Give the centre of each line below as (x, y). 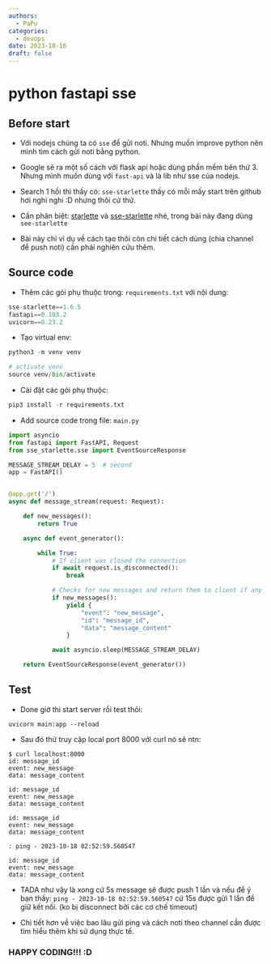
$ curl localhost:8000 (47, 754)
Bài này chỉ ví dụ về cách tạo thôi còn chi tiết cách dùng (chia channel (137, 239)
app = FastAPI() (36, 472)
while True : (58, 553)
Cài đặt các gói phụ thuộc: (64, 390)
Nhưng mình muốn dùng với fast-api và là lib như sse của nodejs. (130, 176)
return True (58, 523)
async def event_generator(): (74, 538)
